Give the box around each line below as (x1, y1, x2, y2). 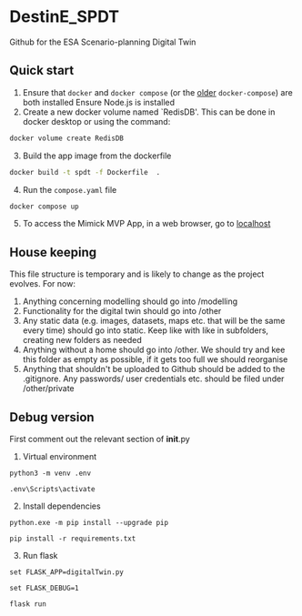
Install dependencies (22, 500, 102, 511)
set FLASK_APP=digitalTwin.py (9, 568, 125, 577)
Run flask (22, 550, 58, 560)
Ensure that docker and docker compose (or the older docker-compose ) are (22, 86, 293, 97)
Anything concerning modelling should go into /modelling (22, 296, 238, 307)
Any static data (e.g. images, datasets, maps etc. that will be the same (22, 316, 286, 327)
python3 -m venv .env (9, 469, 92, 478)
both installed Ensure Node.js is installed (22, 96, 176, 107)
